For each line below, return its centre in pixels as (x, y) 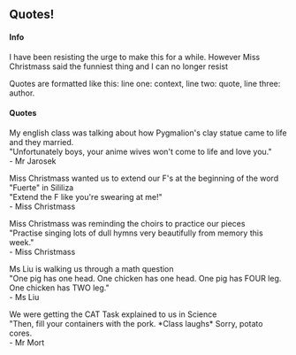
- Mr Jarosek (33, 161)
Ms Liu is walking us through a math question (91, 268)
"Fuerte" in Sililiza (42, 187)
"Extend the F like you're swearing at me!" (86, 197)
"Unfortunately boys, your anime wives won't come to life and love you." (140, 151)
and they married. (42, 142)
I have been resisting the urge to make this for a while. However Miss (135, 57)
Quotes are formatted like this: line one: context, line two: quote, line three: (145, 83)
